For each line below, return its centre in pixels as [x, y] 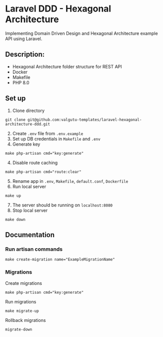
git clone [15, 120]
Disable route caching [35, 162]
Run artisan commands [34, 249]
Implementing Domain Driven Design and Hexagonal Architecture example [82, 33]
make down [15, 219]
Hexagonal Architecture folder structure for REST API [67, 66]
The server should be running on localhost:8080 [62, 205]
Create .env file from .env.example [48, 133]
